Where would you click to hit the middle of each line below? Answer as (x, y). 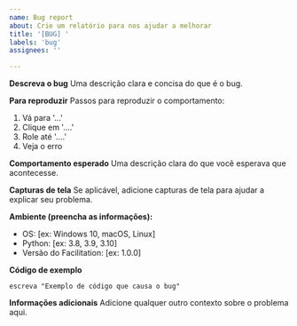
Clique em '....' (48, 127)
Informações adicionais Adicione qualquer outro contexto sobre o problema (149, 303)
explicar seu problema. (51, 200)
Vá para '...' (43, 118)
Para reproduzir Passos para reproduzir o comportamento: (117, 101)
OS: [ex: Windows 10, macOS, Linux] (89, 234)
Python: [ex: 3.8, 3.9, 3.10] (70, 243)
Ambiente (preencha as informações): (81, 217)
